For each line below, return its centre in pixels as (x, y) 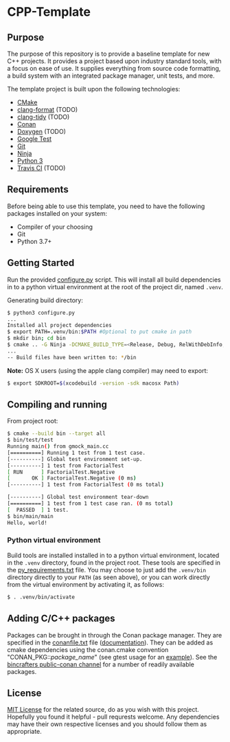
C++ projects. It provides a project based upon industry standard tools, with (114, 61)
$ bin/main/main (30, 516)
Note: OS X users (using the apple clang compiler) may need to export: (107, 370)
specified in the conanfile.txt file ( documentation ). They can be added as (110, 642)
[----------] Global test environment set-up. (75, 459)
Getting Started (41, 263)
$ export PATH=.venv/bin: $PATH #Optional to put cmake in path (100, 332)
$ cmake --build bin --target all (57, 434)
